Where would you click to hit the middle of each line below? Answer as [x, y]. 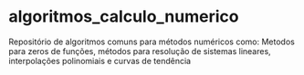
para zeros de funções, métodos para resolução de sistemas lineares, [140, 51]
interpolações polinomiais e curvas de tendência [100, 61]
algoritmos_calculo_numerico [124, 17]
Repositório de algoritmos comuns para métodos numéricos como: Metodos [152, 42]
